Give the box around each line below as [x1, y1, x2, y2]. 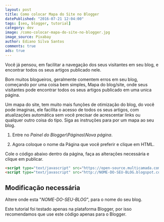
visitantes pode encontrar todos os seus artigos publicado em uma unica [5, 87, 152, 93]
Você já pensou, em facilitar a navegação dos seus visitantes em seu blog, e [5, 62, 159, 68]
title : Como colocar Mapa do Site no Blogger [5, 12, 99, 17]
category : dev [5, 25, 34, 30]
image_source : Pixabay [5, 35, 51, 40]
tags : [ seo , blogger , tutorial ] [5, 21, 71, 26]
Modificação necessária [5, 183, 81, 192]
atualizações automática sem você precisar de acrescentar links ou [5, 112, 141, 118]
